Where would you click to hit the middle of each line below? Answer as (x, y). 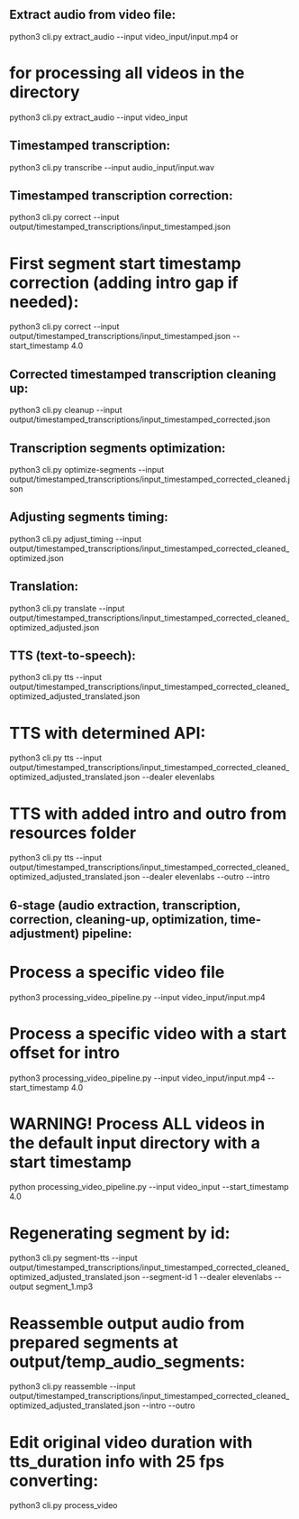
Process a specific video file (117, 972)
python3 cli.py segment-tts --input (73, 1258)
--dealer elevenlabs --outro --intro (206, 877)
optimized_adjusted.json (54, 627)
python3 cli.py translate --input (67, 608)
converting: (54, 1481)
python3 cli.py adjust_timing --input (76, 539)
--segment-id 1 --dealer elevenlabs (207, 1277)
